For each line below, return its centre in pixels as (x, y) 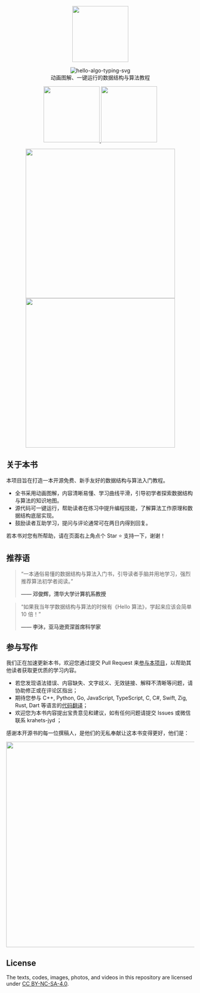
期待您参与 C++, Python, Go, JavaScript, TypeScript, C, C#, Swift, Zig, (101, 698)
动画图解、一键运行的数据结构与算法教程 (100, 77)
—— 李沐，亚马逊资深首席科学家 (61, 627)
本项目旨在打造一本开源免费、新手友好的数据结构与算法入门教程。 (87, 480)
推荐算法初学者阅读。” (47, 581)
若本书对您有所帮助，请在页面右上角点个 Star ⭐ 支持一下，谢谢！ (86, 536)
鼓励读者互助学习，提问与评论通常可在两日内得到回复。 (83, 523)
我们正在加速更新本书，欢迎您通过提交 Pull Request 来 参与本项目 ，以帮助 (96, 663)
